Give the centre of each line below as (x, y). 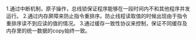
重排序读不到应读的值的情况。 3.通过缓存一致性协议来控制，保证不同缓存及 (97, 23)
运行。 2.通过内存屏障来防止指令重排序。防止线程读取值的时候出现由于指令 (97, 16)
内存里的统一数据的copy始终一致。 (48, 31)
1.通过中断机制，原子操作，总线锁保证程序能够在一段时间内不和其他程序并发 (98, 9)
